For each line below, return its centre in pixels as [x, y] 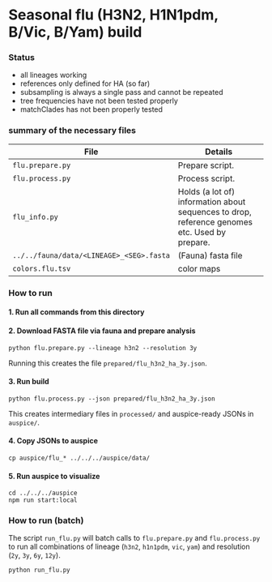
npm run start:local [43, 500]
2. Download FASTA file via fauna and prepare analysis [102, 331]
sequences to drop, [215, 212]
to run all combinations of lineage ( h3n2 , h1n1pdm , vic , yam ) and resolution [130, 547]
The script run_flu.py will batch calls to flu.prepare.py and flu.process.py [134, 538]
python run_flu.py [39, 570]
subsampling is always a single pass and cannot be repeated [122, 92]
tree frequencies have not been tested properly [99, 101]
